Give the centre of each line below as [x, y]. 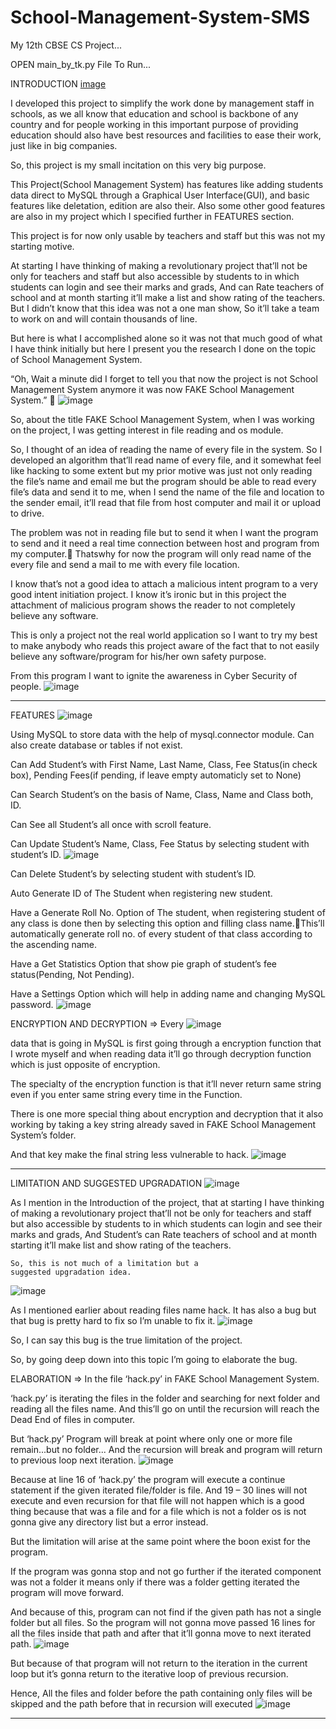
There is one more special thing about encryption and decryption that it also [167, 1113]
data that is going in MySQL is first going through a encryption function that [166, 1043]
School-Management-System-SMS [160, 17]
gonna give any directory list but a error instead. [109, 1522]
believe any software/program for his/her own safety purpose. [138, 656]
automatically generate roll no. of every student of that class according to [161, 933]
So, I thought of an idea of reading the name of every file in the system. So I [166, 449]
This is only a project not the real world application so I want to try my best [164, 635]
